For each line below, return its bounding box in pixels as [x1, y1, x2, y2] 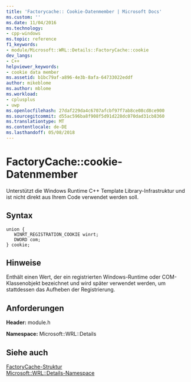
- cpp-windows [6, 31, 41, 37]
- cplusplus [6, 96, 35, 102]
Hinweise [6, 258, 41, 268]
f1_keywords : [6, 42, 38, 48]
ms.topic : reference [6, 36, 57, 42]
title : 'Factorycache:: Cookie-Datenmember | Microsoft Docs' [6, 8, 162, 15]
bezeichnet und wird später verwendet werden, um [41, 280, 166, 287]
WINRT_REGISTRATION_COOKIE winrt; [14, 231, 99, 237]
